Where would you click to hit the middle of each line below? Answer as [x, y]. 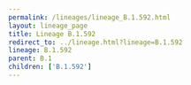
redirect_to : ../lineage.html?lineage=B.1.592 [95, 42]
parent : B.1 [30, 58]
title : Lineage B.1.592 [52, 34]
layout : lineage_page [48, 26]
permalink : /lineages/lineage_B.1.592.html [90, 17]
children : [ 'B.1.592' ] [50, 67]
